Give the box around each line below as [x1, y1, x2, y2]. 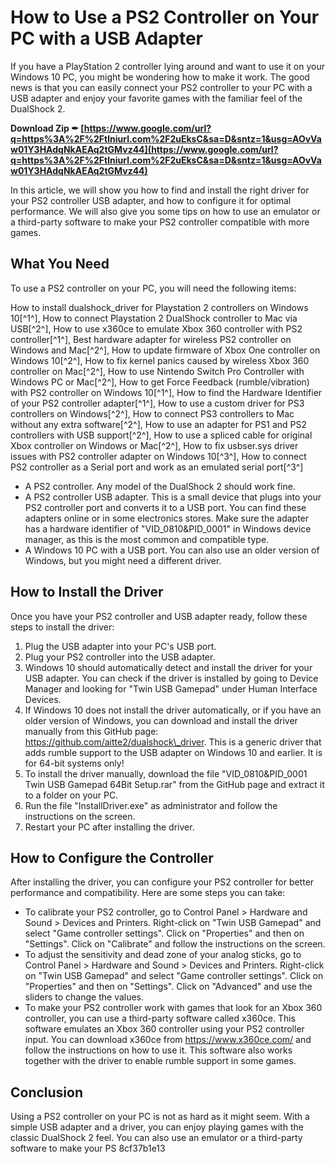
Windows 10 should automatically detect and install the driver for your [24, 661, 313, 673]
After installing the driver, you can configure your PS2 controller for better [10, 876, 315, 888]
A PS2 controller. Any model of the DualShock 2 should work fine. [24, 480, 296, 492]
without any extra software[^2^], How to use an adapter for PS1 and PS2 [10, 418, 308, 430]
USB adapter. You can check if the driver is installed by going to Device [24, 672, 319, 684]
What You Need [10, 256, 110, 273]
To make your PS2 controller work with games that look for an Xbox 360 [24, 1002, 323, 1014]
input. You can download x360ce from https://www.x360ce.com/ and [24, 1034, 312, 1046]
